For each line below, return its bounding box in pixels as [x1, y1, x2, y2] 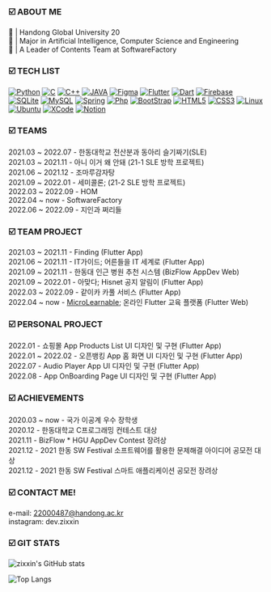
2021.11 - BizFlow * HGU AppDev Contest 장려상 [8, 435, 167, 445]
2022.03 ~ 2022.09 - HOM [8, 186, 99, 196]
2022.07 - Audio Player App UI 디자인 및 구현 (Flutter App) [8, 362, 200, 371]
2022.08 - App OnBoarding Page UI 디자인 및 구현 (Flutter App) [8, 371, 217, 381]
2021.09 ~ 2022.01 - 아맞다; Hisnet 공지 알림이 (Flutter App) [8, 277, 204, 287]
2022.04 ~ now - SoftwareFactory [8, 195, 123, 205]
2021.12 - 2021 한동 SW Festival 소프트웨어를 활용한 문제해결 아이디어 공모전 [8, 445, 253, 455]
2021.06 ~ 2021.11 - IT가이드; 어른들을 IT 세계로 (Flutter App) [8, 257, 205, 267]
